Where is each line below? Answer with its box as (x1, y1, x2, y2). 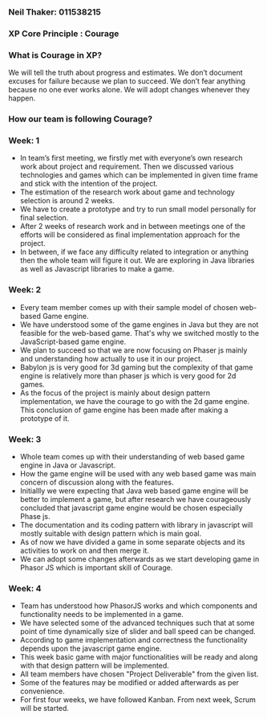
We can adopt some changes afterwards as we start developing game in (19, 554, 260, 564)
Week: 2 (8, 284, 42, 296)
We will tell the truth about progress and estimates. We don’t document (8, 67, 243, 78)
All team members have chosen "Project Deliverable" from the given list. (19, 669, 259, 679)
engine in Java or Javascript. (19, 460, 116, 470)
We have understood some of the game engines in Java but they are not (19, 320, 259, 329)
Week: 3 (8, 433, 42, 444)
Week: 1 (8, 135, 40, 146)
